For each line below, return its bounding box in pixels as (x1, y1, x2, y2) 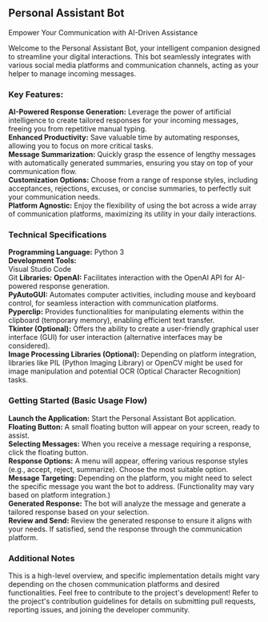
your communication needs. (8, 192, 101, 202)
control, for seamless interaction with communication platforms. (8, 298, 218, 308)
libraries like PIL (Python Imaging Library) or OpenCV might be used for (8, 358, 243, 368)
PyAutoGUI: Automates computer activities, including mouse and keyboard (8, 290, 256, 300)
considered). (8, 341, 50, 351)
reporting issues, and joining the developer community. (8, 605, 190, 614)
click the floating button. (8, 447, 89, 457)
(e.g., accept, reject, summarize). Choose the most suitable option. (8, 464, 229, 474)
